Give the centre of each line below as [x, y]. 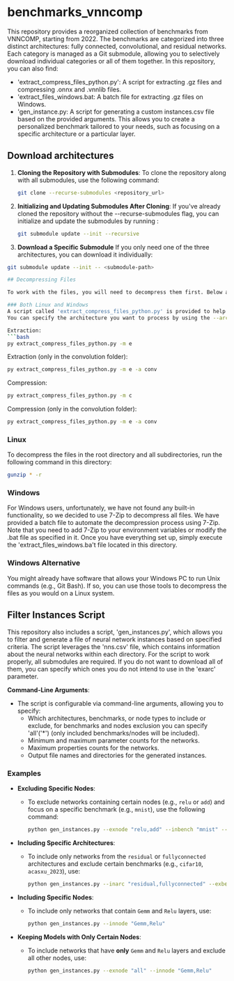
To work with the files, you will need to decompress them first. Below [115, 292]
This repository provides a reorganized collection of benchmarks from [108, 31]
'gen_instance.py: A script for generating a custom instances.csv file [116, 112]
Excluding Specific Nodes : [56, 788]
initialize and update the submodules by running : [88, 221]
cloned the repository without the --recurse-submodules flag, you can [118, 213]
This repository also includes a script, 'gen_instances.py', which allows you [115, 632]
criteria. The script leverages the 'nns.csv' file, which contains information [114, 646]
